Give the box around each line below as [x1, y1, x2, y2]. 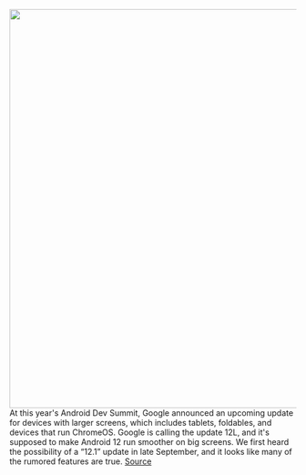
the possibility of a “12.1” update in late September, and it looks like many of [9, 447, 293, 457]
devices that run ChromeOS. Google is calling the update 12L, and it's [9, 427, 270, 438]
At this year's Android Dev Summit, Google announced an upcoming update [9, 408, 294, 418]
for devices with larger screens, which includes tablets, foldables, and [9, 418, 272, 428]
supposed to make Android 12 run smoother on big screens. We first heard [9, 437, 290, 447]
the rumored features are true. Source [9, 456, 152, 467]
